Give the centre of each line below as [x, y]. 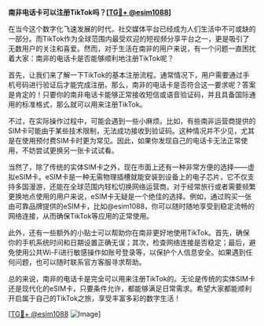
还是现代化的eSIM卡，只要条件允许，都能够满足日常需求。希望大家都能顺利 [130, 288]
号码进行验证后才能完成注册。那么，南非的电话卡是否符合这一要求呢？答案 [135, 85]
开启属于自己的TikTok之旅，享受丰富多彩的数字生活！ [95, 298]
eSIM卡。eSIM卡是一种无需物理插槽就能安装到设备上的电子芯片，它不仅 [131, 177]
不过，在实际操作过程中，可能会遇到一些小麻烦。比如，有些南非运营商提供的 [132, 121]
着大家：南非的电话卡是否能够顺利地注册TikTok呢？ [91, 58]
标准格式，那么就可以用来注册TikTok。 [84, 104]
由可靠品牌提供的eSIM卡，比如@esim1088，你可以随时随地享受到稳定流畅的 [132, 206]
